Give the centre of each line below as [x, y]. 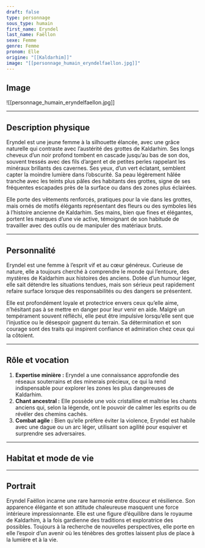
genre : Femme [23, 46]
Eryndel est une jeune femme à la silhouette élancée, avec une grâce [93, 142]
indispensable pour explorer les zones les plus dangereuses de [95, 388]
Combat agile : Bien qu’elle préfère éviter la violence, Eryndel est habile [105, 420]
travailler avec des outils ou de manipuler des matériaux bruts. [85, 225]
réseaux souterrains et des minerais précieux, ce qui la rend [91, 381]
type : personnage [28, 18]
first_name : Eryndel [33, 29]
